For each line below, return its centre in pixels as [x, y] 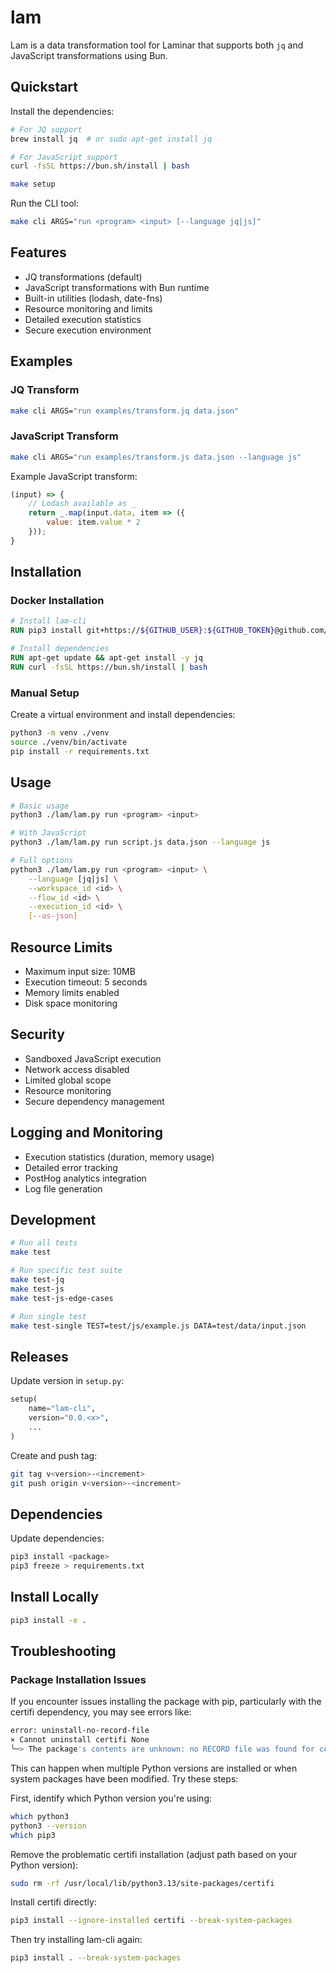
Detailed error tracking [71, 1167]
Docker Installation [57, 601]
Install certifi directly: [53, 1902]
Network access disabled [77, 1069]
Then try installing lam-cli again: [76, 1940]
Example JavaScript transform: [74, 476]
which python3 [40, 1816]
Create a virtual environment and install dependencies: [123, 715]
